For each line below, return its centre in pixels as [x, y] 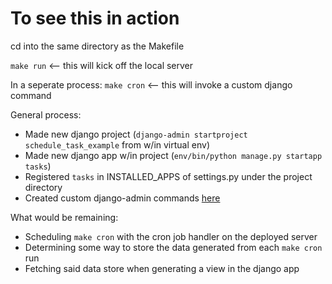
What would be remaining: [64, 217]
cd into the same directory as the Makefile [97, 46]
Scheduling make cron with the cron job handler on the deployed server [171, 236]
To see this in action [95, 18]
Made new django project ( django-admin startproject [136, 134]
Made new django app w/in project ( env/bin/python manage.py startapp [173, 155]
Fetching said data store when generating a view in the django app [162, 268]
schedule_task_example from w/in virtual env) [117, 144]
